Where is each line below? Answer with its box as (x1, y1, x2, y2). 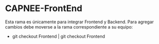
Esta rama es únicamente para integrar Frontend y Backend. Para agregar (5, 19, 154, 25)
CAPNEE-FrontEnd (5, 3, 82, 14)
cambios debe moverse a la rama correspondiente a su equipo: (5, 24, 133, 29)
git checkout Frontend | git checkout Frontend (12, 33, 106, 39)
